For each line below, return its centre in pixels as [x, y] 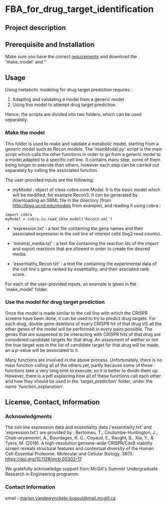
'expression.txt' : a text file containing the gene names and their [78, 228]
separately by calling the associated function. [52, 170]
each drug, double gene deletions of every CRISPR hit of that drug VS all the [83, 323]
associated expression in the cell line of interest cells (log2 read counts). [87, 233]
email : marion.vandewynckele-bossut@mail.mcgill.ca [61, 498]
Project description [36, 28]
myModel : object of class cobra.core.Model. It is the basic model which [86, 189]
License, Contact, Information [53, 402]
